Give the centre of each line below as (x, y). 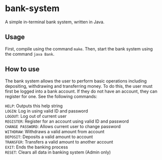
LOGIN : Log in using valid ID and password (47, 111)
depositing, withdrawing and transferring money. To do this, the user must (79, 86)
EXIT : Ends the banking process (37, 147)
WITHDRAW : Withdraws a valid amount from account (55, 131)
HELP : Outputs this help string (34, 106)
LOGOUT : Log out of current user (36, 116)
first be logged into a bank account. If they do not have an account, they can (81, 91)
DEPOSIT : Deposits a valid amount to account (49, 137)
